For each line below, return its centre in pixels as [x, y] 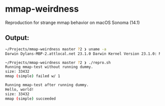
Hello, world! [20, 89]
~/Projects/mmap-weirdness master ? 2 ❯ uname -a [56, 49]
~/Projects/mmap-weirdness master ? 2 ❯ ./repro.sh [58, 63]
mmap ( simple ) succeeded [30, 99]
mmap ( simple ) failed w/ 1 [33, 76]
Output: [17, 38]
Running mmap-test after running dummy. [47, 85]
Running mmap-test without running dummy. [49, 67]
